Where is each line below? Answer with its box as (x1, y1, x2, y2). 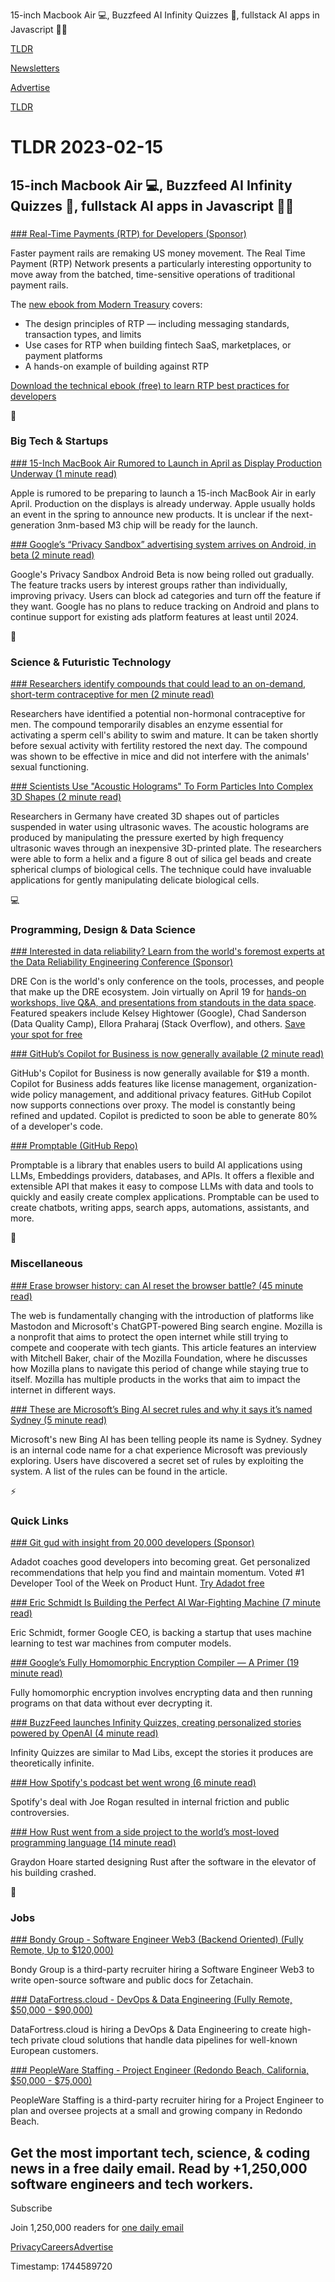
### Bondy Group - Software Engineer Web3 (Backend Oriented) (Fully (10, 1934, 304, 1946)
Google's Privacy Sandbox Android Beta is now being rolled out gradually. (10, 568, 315, 580)
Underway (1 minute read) (10, 467, 118, 479)
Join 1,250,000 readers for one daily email (10, 2222, 184, 2234)
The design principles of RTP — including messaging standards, (24, 317, 290, 329)
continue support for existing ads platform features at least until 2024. (10, 610, 299, 623)
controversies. (10, 1806, 70, 1818)
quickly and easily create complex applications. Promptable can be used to (10, 1191, 320, 1203)
